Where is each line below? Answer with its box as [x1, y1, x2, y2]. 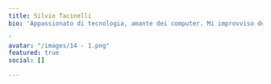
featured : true [8, 49, 60, 57]
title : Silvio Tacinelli [8, 11, 92, 20]
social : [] [8, 57, 45, 65]
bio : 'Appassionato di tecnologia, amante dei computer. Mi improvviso [8, 19, 254, 27]
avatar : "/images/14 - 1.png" [8, 41, 110, 49]
